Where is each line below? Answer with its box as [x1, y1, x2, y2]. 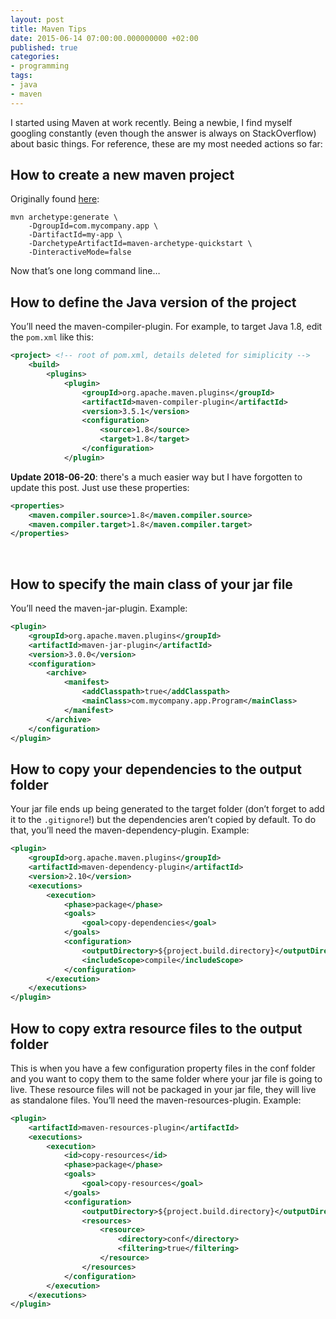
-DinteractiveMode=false [28, 247, 132, 258]
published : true [10, 42, 78, 53]
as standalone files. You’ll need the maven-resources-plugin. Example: [10, 1094, 302, 1106]
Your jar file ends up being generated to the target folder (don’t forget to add [10, 803, 325, 815]
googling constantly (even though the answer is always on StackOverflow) [10, 127, 317, 139]
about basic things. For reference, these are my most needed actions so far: [10, 137, 323, 150]
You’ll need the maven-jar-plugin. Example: [10, 602, 188, 615]
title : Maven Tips [10, 24, 87, 34]
